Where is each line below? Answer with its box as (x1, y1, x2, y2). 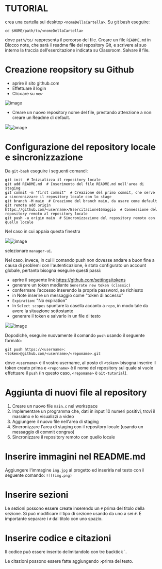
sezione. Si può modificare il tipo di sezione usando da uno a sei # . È (5, 510, 142, 516)
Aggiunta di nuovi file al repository (5, 387, 147, 398)
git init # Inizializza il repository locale (5, 177, 101, 182)
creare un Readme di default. (12, 115, 70, 120)
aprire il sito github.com (12, 80, 60, 86)
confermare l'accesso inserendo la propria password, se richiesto (12, 287, 144, 293)
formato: (5, 337, 22, 343)
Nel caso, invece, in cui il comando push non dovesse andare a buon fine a (5, 257, 155, 263)
